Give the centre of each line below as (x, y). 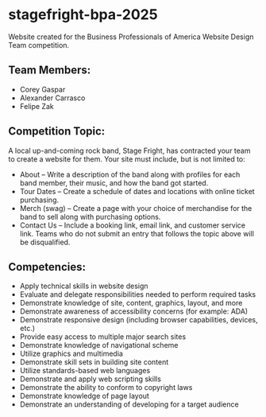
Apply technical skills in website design (84, 286)
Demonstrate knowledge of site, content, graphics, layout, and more (131, 303)
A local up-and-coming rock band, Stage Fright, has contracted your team (129, 150)
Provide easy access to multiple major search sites (103, 337)
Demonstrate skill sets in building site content (94, 362)
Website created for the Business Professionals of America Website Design (131, 37)
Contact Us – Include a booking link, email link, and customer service (133, 225)
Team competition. (39, 45)
